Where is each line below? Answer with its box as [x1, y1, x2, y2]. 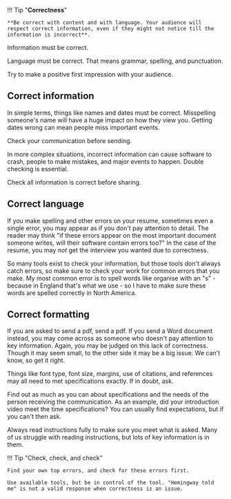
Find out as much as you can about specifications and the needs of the [7, 390, 209, 399]
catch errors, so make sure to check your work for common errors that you [7, 266, 220, 275]
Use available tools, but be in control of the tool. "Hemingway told [7, 480, 214, 487]
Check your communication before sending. [7, 136, 132, 144]
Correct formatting [7, 309, 90, 321]
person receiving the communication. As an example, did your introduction [7, 397, 219, 406]
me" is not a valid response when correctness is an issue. [7, 485, 184, 493]
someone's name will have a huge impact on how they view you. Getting [7, 115, 212, 124]
